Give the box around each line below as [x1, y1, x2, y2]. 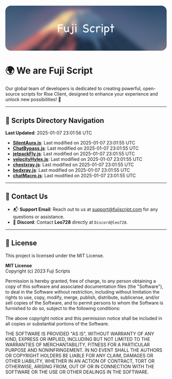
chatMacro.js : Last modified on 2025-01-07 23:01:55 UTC [12, 173, 136, 179]
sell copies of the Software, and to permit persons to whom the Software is [5, 299, 164, 306]
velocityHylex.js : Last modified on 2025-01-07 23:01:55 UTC [12, 156, 142, 163]
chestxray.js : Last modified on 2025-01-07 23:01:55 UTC [12, 161, 134, 168]
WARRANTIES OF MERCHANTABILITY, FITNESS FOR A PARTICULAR [5, 341, 150, 348]
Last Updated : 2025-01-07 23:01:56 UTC [5, 130, 92, 136]
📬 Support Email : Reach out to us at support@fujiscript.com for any [12, 206, 158, 212]
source [5, 91, 20, 97]
